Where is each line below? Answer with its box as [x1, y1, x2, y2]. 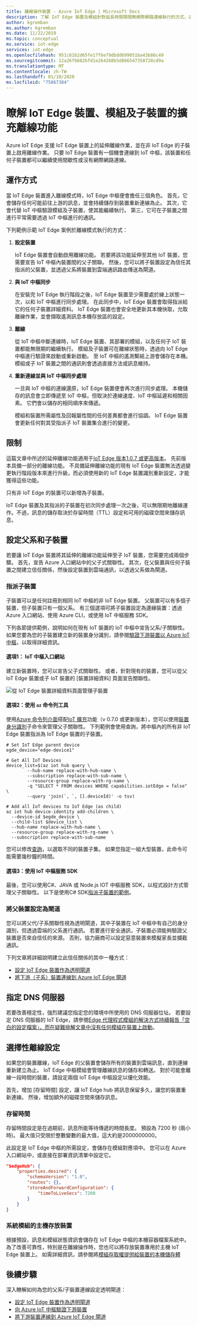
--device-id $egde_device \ [11, 814, 80, 820]
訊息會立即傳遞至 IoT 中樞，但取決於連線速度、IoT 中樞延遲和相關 [25, 392, 183, 399]
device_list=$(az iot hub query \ [6, 763, 91, 769]
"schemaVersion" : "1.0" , [27, 1174, 88, 1180]
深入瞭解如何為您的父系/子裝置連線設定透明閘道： [6, 1286, 127, 1293]
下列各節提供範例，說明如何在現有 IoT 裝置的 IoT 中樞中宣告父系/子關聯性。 [6, 624, 188, 631]
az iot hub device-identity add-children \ [6, 809, 114, 815]
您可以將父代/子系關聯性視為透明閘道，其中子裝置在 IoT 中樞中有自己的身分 [6, 919, 188, 927]
